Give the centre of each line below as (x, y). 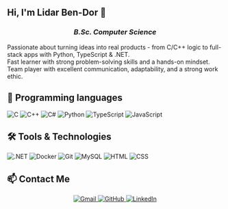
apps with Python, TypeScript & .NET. (77, 54)
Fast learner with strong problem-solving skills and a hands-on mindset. (109, 62)
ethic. (15, 76)
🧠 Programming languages (65, 98)
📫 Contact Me (39, 179)
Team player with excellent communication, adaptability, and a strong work (113, 69)
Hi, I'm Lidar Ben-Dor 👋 (57, 13)
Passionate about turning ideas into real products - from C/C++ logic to (108, 47)
